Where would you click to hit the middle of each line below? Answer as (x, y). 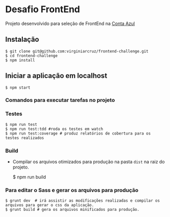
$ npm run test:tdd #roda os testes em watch (54, 129)
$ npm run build (29, 177)
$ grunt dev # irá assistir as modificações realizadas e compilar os (82, 201)
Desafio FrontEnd (43, 9)
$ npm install (20, 60)
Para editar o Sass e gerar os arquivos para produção (72, 190)
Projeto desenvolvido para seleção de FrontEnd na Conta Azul (70, 23)
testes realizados (25, 138)
